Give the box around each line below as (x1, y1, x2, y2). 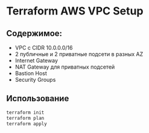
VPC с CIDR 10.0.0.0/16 (14, 44, 73, 51)
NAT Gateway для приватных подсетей (14, 63, 115, 70)
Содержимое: (6, 28, 62, 39)
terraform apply (6, 120, 47, 127)
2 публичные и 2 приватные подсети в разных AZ (14, 51, 144, 58)
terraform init (6, 110, 45, 116)
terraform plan (6, 115, 45, 121)
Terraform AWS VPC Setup (6, 4, 144, 18)
